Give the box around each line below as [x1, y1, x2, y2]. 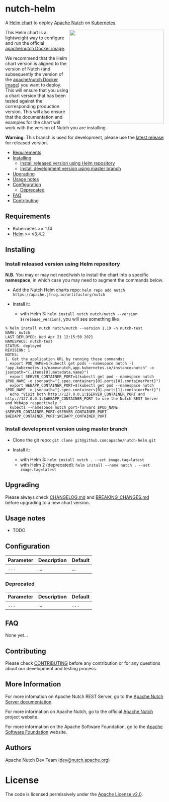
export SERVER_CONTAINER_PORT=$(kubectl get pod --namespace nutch [10, 374, 154, 380]
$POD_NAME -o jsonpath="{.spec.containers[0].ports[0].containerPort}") [5, 379, 161, 384]
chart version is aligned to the [5, 60, 67, 66]
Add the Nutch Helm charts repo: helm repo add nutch [12, 287, 125, 293]
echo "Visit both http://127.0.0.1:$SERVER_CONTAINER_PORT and [10, 392, 145, 397]
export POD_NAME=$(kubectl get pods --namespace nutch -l [10, 361, 134, 366]
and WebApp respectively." [5, 401, 62, 406]
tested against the [5, 98, 43, 104]
